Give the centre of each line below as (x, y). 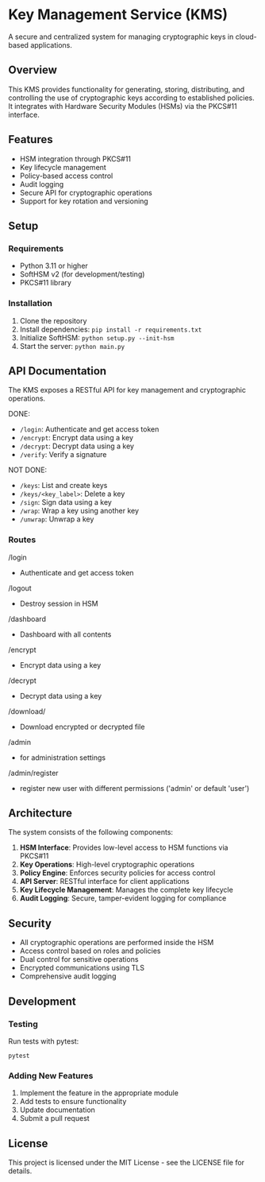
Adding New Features (51, 1075)
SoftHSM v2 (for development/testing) (82, 274)
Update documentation (57, 1110)
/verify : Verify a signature (63, 455)
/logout (20, 588)
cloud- (246, 37)
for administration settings (62, 758)
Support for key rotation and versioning (84, 201)
